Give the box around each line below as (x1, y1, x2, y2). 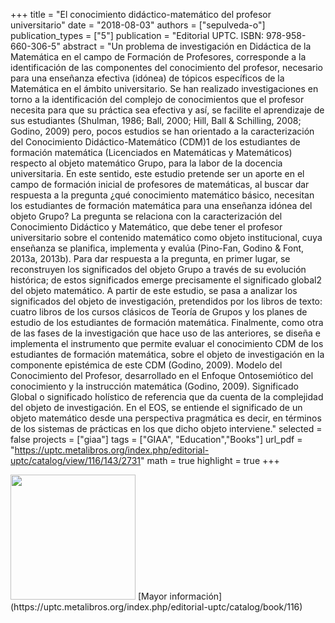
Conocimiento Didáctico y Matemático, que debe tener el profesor (10, 221, 283, 233)
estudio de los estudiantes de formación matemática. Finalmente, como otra (10, 317, 324, 328)
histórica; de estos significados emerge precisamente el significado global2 (10, 274, 322, 286)
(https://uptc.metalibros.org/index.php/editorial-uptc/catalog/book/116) (10, 601, 303, 613)
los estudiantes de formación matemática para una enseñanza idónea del (10, 200, 313, 211)
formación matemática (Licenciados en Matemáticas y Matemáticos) (10, 147, 293, 158)
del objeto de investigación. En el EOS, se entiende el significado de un (10, 402, 303, 413)
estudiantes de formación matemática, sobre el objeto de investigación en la (10, 349, 325, 360)
